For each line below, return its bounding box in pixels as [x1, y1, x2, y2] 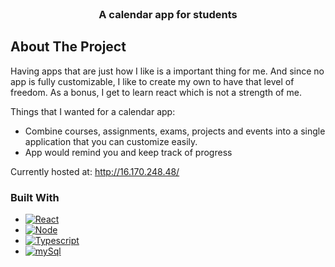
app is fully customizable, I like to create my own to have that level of [10, 75, 295, 87]
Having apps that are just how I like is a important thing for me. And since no [10, 65, 325, 77]
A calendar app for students [98, 7, 238, 21]
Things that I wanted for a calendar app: [10, 105, 176, 117]
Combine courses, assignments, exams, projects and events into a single [24, 125, 326, 137]
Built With [10, 190, 60, 204]
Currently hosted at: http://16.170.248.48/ [10, 165, 180, 177]
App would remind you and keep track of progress [24, 146, 233, 158]
